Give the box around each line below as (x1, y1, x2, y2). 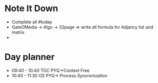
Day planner (4, 51, 55, 63)
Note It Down (4, 3, 59, 14)
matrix (11, 29, 25, 35)
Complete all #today (11, 19, 52, 25)
